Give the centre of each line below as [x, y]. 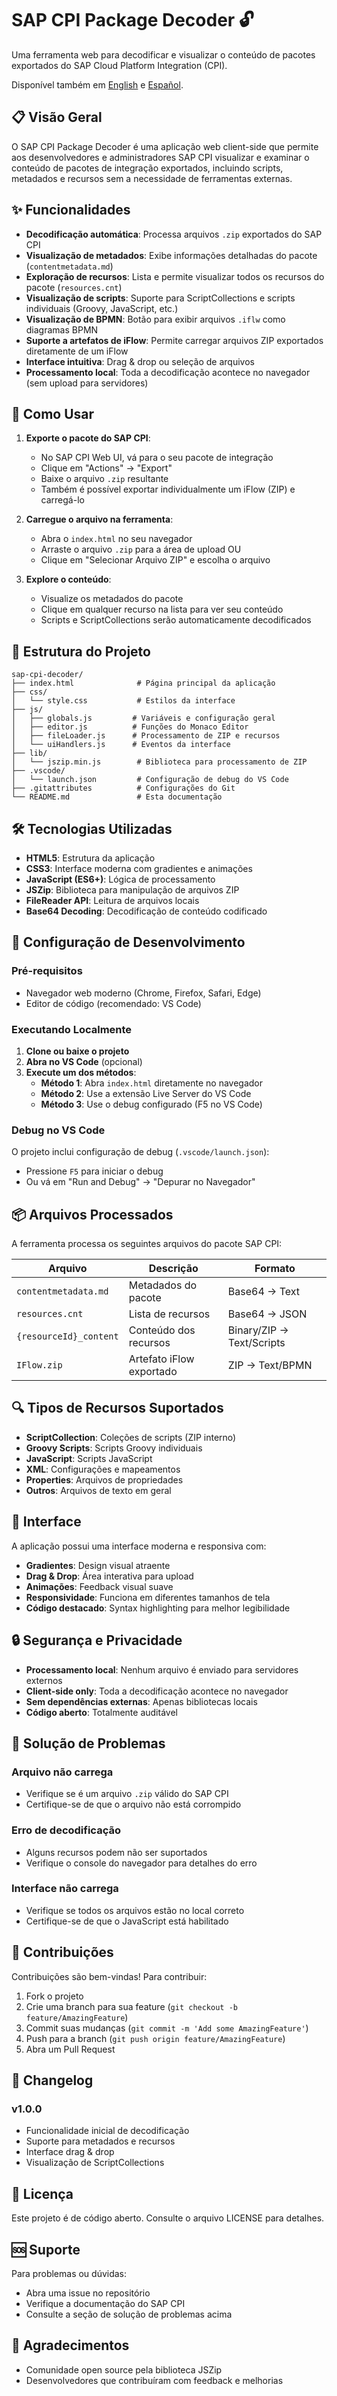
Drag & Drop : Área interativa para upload [109, 1576]
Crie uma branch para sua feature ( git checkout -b [131, 2006]
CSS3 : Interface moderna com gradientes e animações [139, 868]
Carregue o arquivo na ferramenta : [99, 519]
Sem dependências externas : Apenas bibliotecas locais [141, 1701]
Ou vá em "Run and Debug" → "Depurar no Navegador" [140, 1182]
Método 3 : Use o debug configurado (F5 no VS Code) [151, 1104]
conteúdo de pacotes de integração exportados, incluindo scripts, [147, 168]
